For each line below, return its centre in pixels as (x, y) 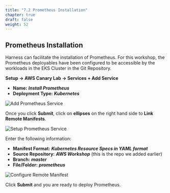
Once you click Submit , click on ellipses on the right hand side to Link (79, 114)
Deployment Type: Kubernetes (46, 94)
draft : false (19, 19)
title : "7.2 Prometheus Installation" (46, 10)
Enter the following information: (38, 139)
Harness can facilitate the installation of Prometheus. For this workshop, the (85, 57)
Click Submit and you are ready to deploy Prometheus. (63, 185)
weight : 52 (17, 24)
